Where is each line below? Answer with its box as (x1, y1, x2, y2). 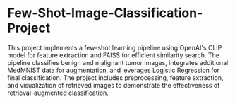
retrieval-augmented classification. (7, 88, 109, 97)
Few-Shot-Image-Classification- (7, 5, 203, 21)
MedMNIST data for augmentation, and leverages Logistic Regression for (7, 66, 220, 74)
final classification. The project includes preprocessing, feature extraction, (7, 73, 224, 82)
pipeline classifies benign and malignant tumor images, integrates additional (7, 58, 229, 67)
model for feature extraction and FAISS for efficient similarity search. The (7, 51, 220, 59)
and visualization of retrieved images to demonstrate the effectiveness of (7, 81, 220, 89)
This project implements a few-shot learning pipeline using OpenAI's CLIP (7, 43, 222, 52)
